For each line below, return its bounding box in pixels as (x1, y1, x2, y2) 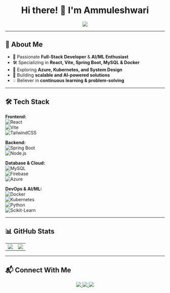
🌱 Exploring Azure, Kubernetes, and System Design (12, 67, 122, 73)
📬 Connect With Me (5, 266, 71, 274)
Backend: (5, 139, 26, 145)
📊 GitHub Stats (5, 227, 55, 236)
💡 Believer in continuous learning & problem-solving (12, 77, 124, 83)
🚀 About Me (5, 40, 43, 49)
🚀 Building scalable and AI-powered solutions (12, 72, 110, 78)
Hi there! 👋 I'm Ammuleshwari (21, 5, 149, 16)
